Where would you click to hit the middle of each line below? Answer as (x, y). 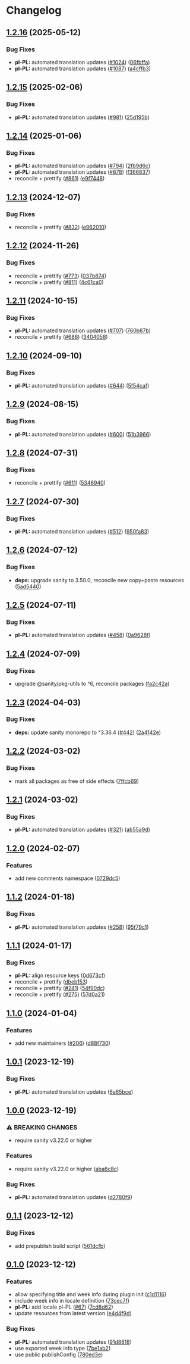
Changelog (34, 10)
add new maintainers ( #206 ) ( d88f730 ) (63, 1043)
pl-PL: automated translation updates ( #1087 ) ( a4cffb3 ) (83, 68)
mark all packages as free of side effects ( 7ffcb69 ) (77, 781)
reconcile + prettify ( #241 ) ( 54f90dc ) (60, 988)
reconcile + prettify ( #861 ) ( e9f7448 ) (60, 179)
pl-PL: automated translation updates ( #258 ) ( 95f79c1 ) (82, 927)
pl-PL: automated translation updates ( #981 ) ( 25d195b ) (82, 117)
